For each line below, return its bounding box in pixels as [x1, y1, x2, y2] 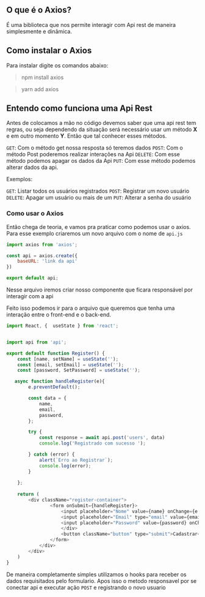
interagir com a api [6, 293, 54, 300]
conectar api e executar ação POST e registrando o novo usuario [6, 584, 166, 591]
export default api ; [6, 275, 59, 281]
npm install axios [21, 73, 64, 81]
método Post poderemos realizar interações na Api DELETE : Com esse [6, 151, 180, 158]
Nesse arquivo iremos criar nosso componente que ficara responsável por [6, 286, 193, 293]
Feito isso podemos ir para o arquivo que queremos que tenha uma [6, 304, 175, 312]
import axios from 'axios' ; [6, 241, 78, 247]
